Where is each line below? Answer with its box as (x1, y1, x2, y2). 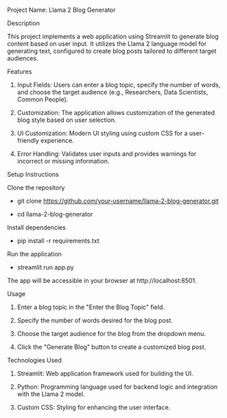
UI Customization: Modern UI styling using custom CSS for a (16, 130, 188, 137)
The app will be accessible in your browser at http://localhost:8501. (7, 277, 197, 284)
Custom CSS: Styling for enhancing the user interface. (16, 404, 171, 411)
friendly (16, 136, 40, 145)
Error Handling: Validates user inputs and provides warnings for (16, 150, 197, 158)
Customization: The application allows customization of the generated (16, 109, 215, 116)
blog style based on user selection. (16, 116, 117, 124)
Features (7, 68, 32, 75)
